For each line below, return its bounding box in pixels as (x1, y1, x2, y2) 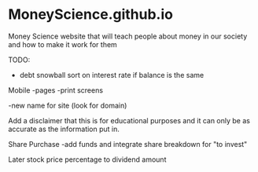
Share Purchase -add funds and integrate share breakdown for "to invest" (8, 139, 248, 148)
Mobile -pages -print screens (8, 85, 104, 95)
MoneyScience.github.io (8, 5, 173, 24)
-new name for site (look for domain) (8, 101, 127, 110)
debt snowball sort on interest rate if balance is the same (19, 70, 205, 79)
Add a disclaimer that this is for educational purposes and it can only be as (8, 115, 250, 125)
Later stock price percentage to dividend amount (8, 155, 167, 164)
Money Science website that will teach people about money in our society (8, 31, 248, 41)
